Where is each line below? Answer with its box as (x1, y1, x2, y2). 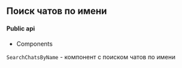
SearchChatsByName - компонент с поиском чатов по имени (6, 52, 176, 61)
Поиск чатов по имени (6, 5, 107, 17)
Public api (6, 24, 35, 33)
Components (16, 39, 53, 48)
